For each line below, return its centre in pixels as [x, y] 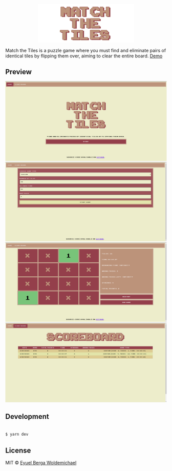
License [18, 450]
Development [27, 417]
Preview [19, 72]
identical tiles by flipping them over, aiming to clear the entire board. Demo [84, 56]
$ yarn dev [17, 435]
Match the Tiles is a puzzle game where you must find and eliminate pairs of [86, 50]
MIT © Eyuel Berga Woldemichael [41, 463]
